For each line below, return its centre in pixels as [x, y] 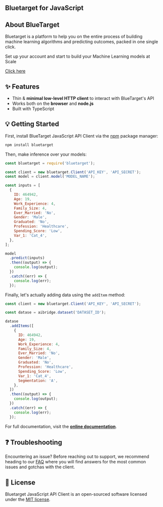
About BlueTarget [32, 25]
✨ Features [22, 86]
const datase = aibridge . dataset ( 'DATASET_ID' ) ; [56, 313]
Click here [15, 71]
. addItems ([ [22, 326]
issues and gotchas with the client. [40, 467]
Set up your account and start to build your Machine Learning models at [78, 56]
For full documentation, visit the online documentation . [61, 426]
